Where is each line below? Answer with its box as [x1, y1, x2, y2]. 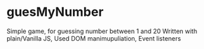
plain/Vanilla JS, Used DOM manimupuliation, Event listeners [6, 34, 182, 42]
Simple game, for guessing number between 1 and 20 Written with [6, 27, 198, 35]
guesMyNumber [6, 4, 104, 20]
